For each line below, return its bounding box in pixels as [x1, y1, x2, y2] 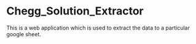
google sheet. [6, 30, 42, 37]
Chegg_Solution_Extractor [6, 4, 144, 18]
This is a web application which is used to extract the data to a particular [6, 24, 190, 31]
